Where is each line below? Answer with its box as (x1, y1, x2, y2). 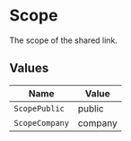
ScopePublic (13, 104, 65, 113)
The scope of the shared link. (9, 35, 118, 46)
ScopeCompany (13, 118, 70, 128)
